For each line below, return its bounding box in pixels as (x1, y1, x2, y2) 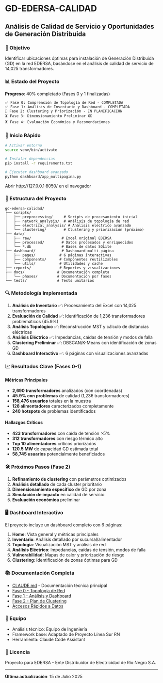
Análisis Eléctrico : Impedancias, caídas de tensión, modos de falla (12, 547, 146, 553)
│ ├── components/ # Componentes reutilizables (5, 257, 118, 262)
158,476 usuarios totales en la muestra (12, 398, 91, 404)
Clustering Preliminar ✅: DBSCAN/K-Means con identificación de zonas (12, 340, 157, 346)
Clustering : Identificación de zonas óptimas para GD (12, 557, 118, 563)
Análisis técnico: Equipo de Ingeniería (12, 626, 87, 632)
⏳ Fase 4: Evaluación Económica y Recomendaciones (5, 120, 110, 125)
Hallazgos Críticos (5, 420, 43, 425)
